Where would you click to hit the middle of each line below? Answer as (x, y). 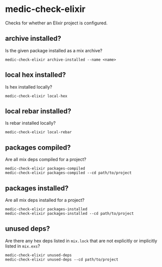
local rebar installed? (38, 111)
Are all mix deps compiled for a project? (46, 160)
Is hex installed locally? (29, 87)
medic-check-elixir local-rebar (38, 132)
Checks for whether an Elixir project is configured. (56, 23)
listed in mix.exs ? (23, 246)
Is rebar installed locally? (30, 123)
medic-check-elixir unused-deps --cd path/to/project (62, 260)
